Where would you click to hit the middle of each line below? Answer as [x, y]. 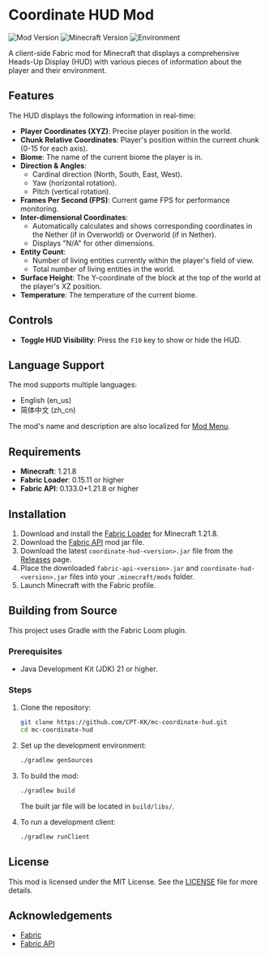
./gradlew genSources [56, 761]
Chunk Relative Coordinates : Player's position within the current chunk [139, 139]
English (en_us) [45, 401]
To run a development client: [68, 821]
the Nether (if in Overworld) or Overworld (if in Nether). [124, 234]
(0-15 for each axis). [54, 148]
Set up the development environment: [83, 746]
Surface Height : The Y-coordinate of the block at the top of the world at [140, 277]
